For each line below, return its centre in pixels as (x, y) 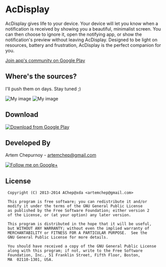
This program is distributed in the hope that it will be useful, (80, 224)
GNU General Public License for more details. (58, 237)
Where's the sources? (41, 77)
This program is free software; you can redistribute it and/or (77, 202)
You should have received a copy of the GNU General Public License (82, 246)
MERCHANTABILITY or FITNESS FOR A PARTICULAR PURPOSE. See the (77, 233)
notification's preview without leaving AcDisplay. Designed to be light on (81, 40)
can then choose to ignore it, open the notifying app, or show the (74, 34)
